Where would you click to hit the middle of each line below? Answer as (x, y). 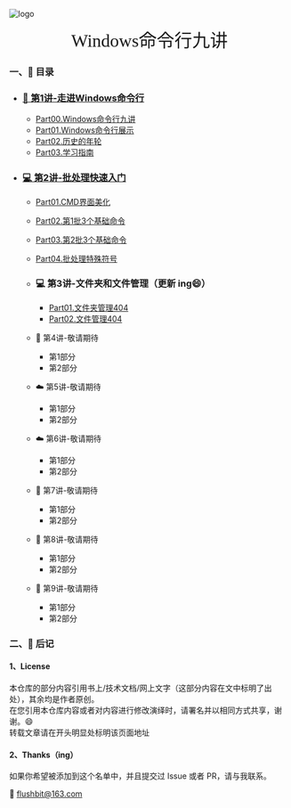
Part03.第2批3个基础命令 (81, 240)
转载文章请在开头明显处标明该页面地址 (79, 732)
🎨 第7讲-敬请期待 (67, 490)
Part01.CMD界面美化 (73, 201)
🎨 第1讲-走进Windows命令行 (83, 98)
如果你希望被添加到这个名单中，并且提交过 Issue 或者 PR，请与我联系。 (140, 776)
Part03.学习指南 (65, 152)
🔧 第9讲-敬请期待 (67, 588)
